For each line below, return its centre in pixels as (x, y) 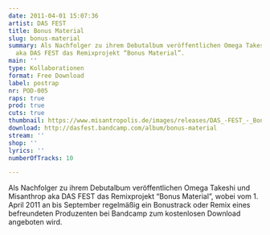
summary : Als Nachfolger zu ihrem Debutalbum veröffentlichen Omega (125, 46)
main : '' (23, 61)
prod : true (27, 105)
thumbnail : (27, 121)
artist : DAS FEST (37, 23)
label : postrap (34, 83)
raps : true (27, 98)
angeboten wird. (35, 222)
